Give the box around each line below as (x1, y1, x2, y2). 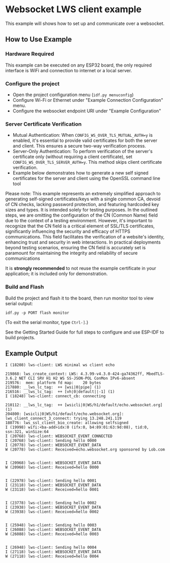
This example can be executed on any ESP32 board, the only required (5, 62, 152, 68)
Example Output (5, 349, 58, 358)
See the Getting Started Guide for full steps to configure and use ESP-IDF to (5, 329, 164, 335)
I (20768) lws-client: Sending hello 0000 (5, 438, 97, 443)
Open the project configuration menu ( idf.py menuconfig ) (12, 92, 134, 98)
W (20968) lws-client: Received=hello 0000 (5, 465, 99, 470)
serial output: (5, 300, 33, 306)
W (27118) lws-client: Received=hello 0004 (5, 554, 99, 559)
